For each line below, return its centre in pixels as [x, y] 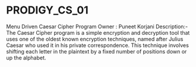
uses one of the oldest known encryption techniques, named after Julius [95, 39]
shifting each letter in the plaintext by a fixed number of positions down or [97, 51]
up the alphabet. [26, 58]
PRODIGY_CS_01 [48, 10]
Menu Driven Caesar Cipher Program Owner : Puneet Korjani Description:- [97, 26]
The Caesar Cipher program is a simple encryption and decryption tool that [98, 32]
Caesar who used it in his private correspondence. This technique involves [97, 45]
